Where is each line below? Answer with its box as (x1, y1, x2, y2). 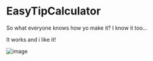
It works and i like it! (6, 36, 56, 43)
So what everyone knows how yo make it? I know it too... (6, 24, 148, 31)
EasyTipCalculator (6, 4, 101, 18)
